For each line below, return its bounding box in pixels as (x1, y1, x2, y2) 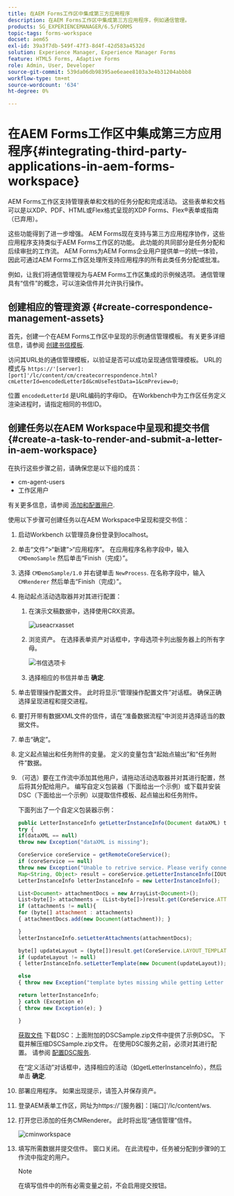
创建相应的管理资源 (8, 301, 90, 313)
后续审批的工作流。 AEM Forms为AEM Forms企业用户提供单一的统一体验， (8, 247, 222, 255)
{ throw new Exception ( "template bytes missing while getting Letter (17, 979, 224, 987)
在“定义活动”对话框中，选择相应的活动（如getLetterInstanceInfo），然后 (17, 1062, 222, 1071)
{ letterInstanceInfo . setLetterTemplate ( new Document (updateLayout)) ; (17, 960, 227, 967)
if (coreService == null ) (17, 858, 93, 865)
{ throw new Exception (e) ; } (17, 1005, 103, 1012)
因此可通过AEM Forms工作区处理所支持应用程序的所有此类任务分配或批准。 (8, 255, 224, 264)
